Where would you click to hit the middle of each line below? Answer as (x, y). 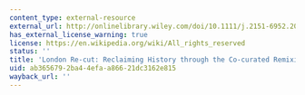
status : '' (30, 52)
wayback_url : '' (40, 77)
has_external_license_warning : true (79, 34)
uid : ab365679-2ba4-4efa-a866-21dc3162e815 (93, 69)
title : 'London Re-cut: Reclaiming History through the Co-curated (140, 60)
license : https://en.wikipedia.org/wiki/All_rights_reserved (128, 43)
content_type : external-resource (73, 18)
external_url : (36, 26)
